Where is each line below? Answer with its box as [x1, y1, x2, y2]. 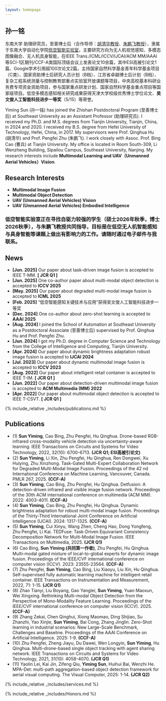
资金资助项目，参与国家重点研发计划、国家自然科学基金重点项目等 [22, 84, 157, 90]
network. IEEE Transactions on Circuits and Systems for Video [12, 651, 139, 656]
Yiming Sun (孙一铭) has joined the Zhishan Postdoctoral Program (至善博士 [5, 107, 159, 113]
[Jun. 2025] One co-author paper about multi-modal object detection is [12, 277, 159, 283]
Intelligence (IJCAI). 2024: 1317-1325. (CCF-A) [12, 518, 107, 524]
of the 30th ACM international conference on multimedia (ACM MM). [12, 492, 152, 498]
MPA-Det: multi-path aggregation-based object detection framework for [12, 666, 159, 672]
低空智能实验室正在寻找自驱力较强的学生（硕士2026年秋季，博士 [5, 216, 160, 223]
